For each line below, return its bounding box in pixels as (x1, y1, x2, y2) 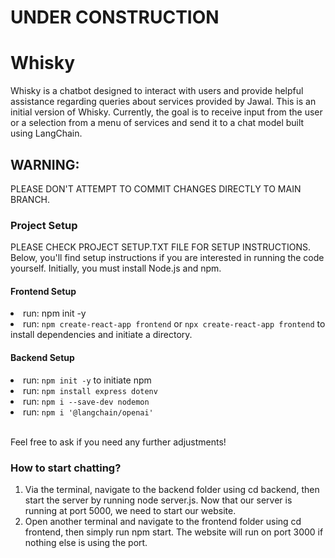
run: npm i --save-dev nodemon (23, 395, 150, 407)
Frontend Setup (10, 285, 77, 297)
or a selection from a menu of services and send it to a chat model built (10, 117, 305, 129)
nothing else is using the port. (24, 536, 148, 548)
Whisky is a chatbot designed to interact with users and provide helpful (10, 85, 304, 97)
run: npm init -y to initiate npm (23, 374, 152, 386)
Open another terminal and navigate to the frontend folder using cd (24, 515, 302, 527)
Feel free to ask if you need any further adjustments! (10, 436, 227, 448)
